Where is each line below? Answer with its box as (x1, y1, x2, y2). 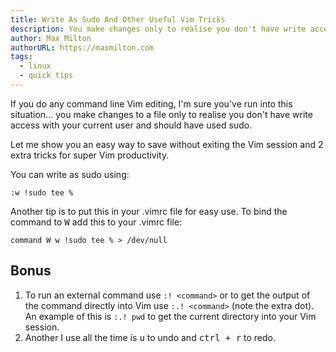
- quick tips (19, 71, 74, 81)
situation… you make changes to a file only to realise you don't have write (10, 108, 313, 120)
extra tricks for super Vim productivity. (10, 149, 170, 161)
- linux (19, 61, 52, 71)
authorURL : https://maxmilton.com (10, 42, 155, 53)
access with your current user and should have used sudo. (10, 119, 253, 131)
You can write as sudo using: (10, 168, 130, 180)
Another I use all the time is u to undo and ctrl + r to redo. (24, 331, 277, 343)
